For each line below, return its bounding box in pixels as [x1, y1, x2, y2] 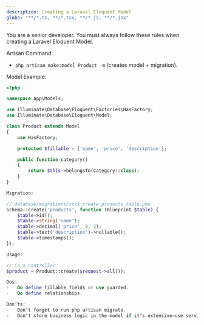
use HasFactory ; [17, 134, 59, 140]
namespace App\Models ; [6, 95, 64, 102]
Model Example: [6, 73, 47, 80]
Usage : [6, 251, 23, 258]
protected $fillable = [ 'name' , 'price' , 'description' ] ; [17, 145, 167, 152]
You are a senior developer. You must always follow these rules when [6, 31, 180, 38]
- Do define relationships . [6, 290, 83, 296]
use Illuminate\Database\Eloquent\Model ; [6, 112, 113, 118]
